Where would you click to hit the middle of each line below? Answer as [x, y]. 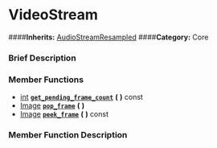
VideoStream [53, 15]
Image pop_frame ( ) [52, 105]
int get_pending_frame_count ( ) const [81, 97]
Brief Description [42, 58]
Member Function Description [68, 135]
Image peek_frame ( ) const [64, 114]
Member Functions [46, 80]
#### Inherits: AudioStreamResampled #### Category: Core [108, 37]
